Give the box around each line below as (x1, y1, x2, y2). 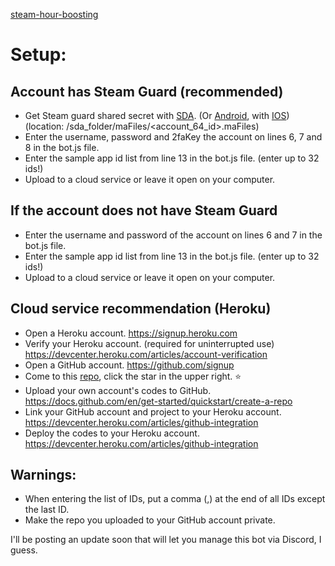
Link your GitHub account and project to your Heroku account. (24, 405, 282, 418)
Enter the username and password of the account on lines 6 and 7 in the (24, 229, 323, 241)
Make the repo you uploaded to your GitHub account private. (24, 514, 276, 526)
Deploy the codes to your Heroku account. (24, 427, 200, 439)
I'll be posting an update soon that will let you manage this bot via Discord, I (10, 534, 322, 546)
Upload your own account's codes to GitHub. (24, 384, 212, 396)
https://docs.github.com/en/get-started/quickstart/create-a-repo (24, 395, 293, 407)
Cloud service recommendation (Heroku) (10, 300, 272, 318)
